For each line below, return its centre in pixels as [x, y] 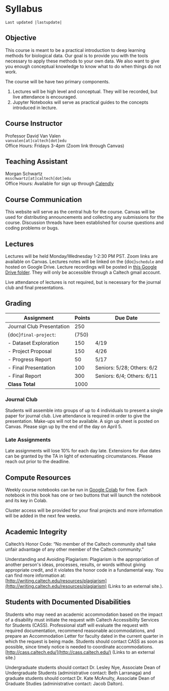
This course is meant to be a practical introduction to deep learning [75, 50]
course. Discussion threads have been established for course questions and [85, 223]
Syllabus [24, 9]
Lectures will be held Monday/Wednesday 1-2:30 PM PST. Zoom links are [81, 256]
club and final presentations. [35, 288]
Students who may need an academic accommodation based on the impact [84, 614]
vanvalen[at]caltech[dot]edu [36, 141]
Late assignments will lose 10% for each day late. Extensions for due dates [83, 451]
